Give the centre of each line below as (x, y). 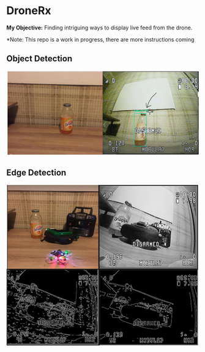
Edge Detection (36, 173)
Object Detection (39, 59)
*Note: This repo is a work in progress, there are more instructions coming (100, 39)
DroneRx (29, 11)
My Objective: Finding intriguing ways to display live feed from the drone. (99, 28)
